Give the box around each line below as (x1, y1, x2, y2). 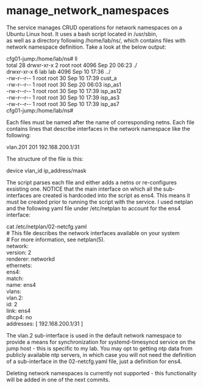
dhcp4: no (6, 313, 32, 320)
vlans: (6, 287, 21, 295)
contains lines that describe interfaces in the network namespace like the (6, 125, 190, 132)
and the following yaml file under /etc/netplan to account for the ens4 (6, 205, 181, 212)
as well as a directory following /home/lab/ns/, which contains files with (6, 37, 186, 44)
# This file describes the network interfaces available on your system (6, 229, 180, 236)
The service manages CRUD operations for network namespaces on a (6, 24, 182, 31)
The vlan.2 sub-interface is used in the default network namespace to (6, 331, 182, 339)
